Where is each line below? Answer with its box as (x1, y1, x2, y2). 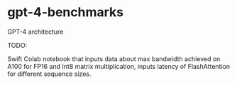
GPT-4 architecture (7, 27, 64, 36)
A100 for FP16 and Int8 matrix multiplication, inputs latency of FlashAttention (7, 62, 231, 70)
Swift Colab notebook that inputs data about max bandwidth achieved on (7, 54, 221, 63)
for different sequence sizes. (7, 70, 92, 78)
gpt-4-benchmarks (7, 4, 124, 20)
